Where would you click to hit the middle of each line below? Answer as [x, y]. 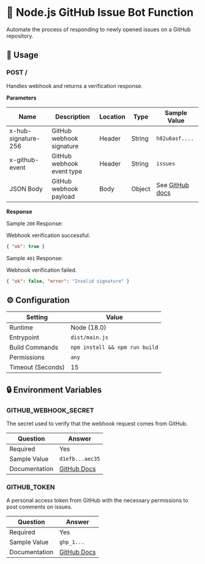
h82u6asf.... [175, 138]
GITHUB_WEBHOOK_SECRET [50, 410]
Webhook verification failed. [42, 270]
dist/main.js [89, 338]
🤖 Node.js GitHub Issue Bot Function [100, 13]
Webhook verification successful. [48, 235]
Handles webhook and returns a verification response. [75, 86]
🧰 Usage [22, 55]
